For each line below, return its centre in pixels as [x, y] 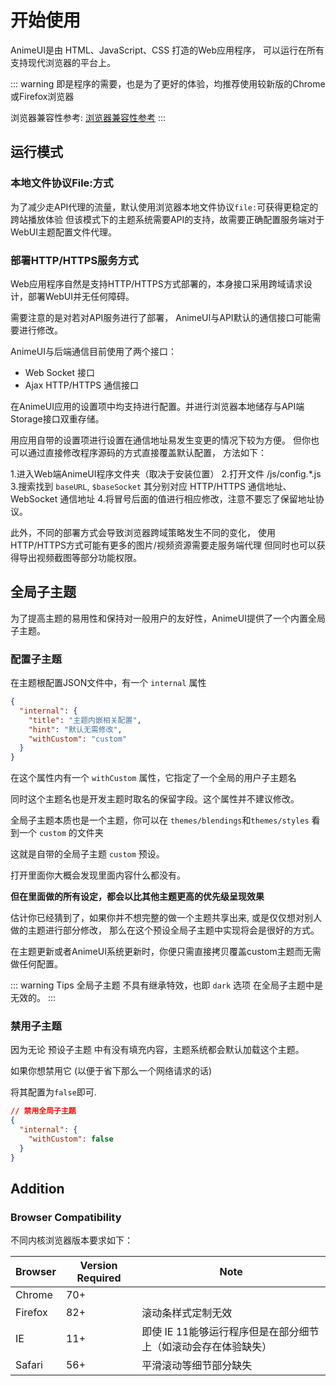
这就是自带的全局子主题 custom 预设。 [87, 854]
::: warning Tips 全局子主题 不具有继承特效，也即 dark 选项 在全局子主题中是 [167, 985]
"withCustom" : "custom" [78, 739]
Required [99, 1278]
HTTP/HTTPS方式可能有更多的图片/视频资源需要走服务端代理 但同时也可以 [163, 545]
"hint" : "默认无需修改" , [75, 729]
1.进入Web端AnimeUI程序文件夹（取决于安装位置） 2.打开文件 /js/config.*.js [166, 473]
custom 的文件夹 [71, 833]
